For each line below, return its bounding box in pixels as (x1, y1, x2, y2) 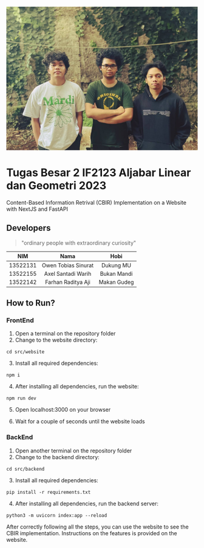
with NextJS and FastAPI (6, 205, 69, 213)
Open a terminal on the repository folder (15, 330, 116, 337)
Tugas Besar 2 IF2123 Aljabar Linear (6, 166, 191, 180)
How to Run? (6, 298, 56, 308)
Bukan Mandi (100, 270, 133, 277)
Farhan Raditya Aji (45, 278, 91, 286)
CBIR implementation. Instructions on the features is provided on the (6, 529, 177, 536)
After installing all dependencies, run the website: (15, 383, 139, 390)
